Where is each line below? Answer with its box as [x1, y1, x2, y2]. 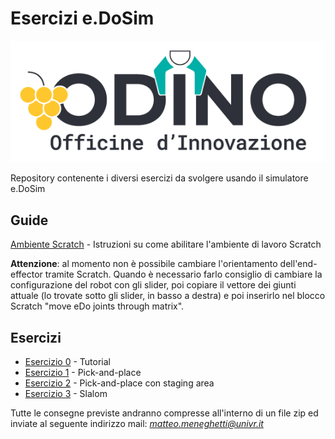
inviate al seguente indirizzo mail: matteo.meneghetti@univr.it [10, 418, 264, 430]
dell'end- [279, 258, 318, 270]
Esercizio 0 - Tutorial [24, 356, 111, 368]
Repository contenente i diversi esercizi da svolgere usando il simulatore [10, 172, 309, 184]
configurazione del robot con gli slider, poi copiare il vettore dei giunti [10, 279, 297, 291]
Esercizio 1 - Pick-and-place [24, 367, 142, 379]
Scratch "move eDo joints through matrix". [10, 300, 185, 312]
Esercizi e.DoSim [10, 7, 155, 30]
